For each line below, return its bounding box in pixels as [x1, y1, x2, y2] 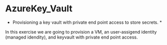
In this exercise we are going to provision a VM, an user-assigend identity [5, 29, 157, 35]
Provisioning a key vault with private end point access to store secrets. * [12, 19, 162, 25]
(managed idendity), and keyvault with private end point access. [5, 34, 138, 40]
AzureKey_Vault [5, 3, 73, 14]
